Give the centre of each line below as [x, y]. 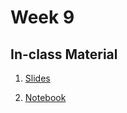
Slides [37, 78]
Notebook [45, 97]
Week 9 [42, 17]
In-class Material [64, 54]
